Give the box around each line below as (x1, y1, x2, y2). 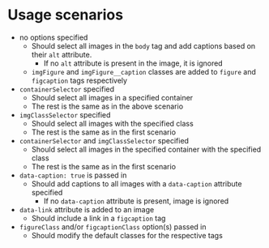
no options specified (19, 32, 88, 42)
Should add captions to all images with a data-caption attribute (31, 178, 242, 188)
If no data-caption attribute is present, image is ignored (43, 196, 229, 206)
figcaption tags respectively (31, 75, 127, 85)
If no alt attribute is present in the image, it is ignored (43, 58, 224, 68)
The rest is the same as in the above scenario (31, 101, 184, 111)
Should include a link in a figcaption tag (31, 213, 166, 223)
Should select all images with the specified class (31, 118, 194, 128)
